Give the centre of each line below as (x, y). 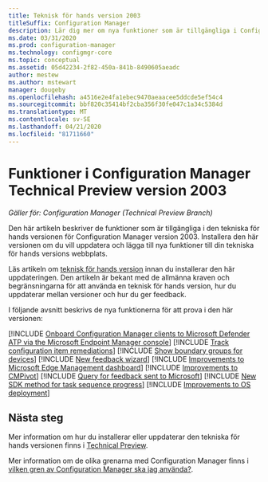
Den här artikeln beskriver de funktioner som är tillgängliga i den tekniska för (134, 228)
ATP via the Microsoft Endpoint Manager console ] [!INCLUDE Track (119, 342)
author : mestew (33, 75)
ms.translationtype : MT (48, 112)
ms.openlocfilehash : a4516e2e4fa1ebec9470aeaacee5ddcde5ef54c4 (116, 97)
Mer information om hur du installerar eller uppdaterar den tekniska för (124, 437)
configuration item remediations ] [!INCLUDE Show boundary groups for (126, 351)
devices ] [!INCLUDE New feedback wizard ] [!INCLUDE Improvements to (126, 359)
